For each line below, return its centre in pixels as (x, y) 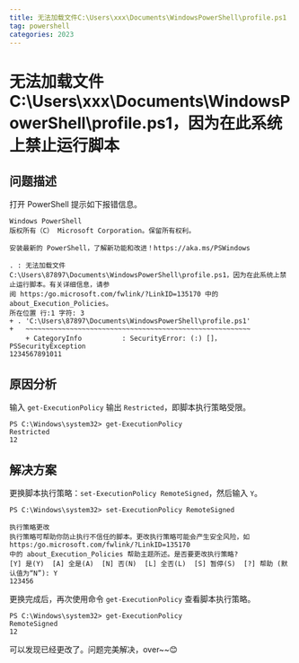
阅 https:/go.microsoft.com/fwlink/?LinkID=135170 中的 (114, 294)
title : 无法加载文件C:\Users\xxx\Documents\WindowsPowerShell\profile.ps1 (148, 17)
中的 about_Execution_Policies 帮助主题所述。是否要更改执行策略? (124, 554)
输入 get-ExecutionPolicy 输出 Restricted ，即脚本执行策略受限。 (130, 407)
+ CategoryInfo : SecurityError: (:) (114, 339)
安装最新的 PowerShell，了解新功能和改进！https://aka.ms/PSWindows (130, 249)
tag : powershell (40, 26)
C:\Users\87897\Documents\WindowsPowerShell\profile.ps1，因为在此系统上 (145, 275)
